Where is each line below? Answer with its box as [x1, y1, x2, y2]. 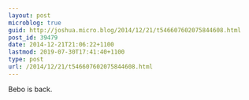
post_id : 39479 [8, 33, 58, 42]
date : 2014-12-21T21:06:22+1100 [8, 41, 114, 49]
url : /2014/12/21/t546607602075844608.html [8, 63, 154, 71]
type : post [8, 56, 44, 64]
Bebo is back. [8, 84, 53, 94]
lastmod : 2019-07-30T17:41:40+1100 [8, 48, 125, 56]
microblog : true [8, 19, 61, 27]
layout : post [8, 11, 51, 20]
